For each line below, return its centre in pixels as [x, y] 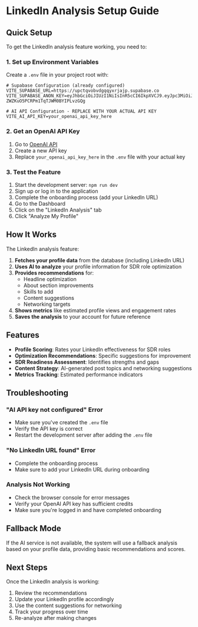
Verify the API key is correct [49, 429]
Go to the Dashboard [40, 203]
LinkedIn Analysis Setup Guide [82, 11]
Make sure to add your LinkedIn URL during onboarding [82, 469]
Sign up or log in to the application [56, 191]
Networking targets [47, 304]
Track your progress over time [51, 612]
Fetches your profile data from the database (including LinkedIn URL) [99, 260]
